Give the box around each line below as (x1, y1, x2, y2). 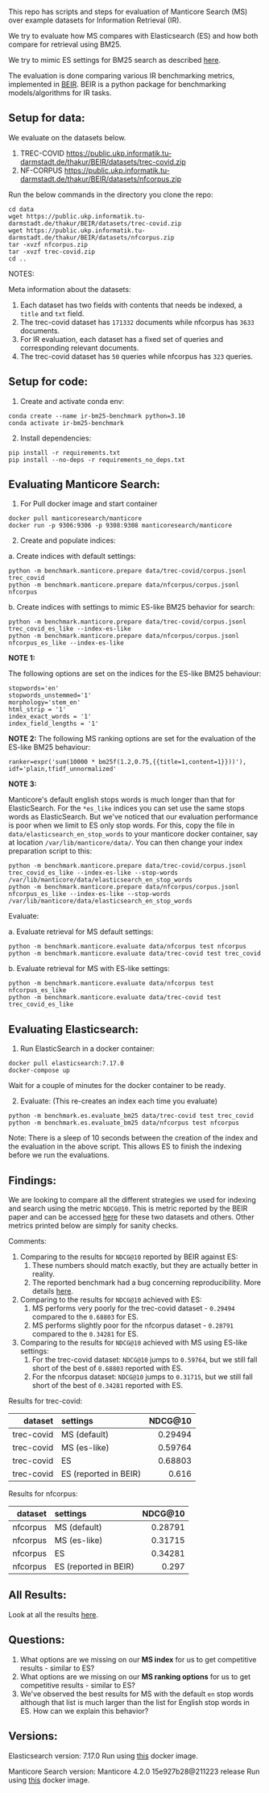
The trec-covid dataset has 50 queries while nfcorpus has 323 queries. (19, 351, 254, 361)
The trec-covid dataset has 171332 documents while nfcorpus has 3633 (19, 317, 255, 327)
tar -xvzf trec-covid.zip (8, 248, 95, 256)
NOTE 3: (8, 779, 37, 789)
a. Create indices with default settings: (8, 552, 136, 561)
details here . (31, 1286, 74, 1296)
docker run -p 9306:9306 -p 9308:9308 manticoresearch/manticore (8, 522, 232, 530)
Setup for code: (8, 375, 89, 389)
